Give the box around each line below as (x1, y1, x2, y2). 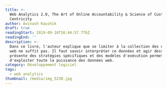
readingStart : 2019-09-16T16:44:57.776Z (5, 30, 90, 35)
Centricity (9, 16, 32, 21)
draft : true (5, 26, 30, 31)
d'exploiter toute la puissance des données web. (9, 58, 114, 63)
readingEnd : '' (5, 35, 37, 40)
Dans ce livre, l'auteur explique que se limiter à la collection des (9, 44, 159, 49)
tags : (5, 67, 16, 72)
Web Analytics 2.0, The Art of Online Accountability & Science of (9, 12, 153, 17)
